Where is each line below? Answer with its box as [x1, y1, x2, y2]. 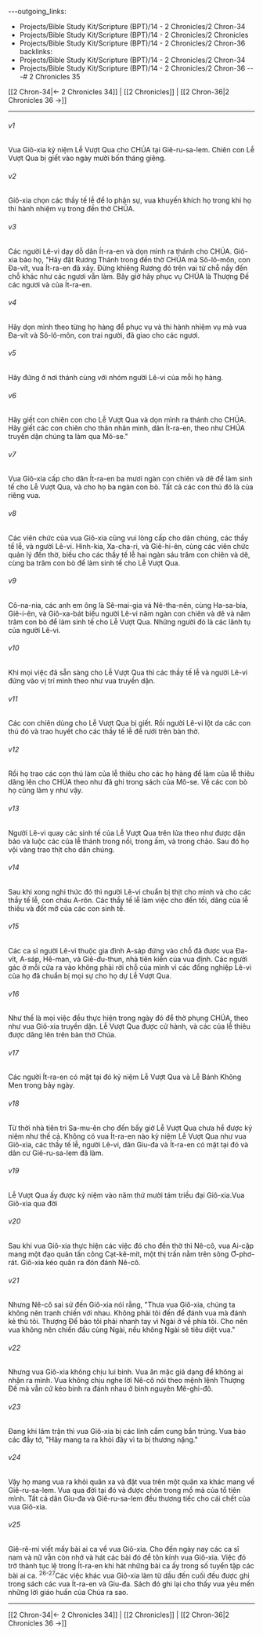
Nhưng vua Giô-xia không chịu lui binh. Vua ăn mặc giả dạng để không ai [8, 1367, 243, 1377]
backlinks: [19, 47, 53, 56]
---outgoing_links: [8, 7, 67, 16]
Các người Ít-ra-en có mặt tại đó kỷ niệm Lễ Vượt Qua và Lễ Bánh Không [8, 1072, 242, 1082]
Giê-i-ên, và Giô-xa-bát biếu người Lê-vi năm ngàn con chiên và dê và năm [8, 609, 250, 618]
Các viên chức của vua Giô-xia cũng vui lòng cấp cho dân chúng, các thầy [8, 533, 249, 543]
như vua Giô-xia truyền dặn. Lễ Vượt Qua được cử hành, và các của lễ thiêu [8, 1022, 250, 1031]
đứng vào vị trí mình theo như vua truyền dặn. [8, 676, 155, 686]
